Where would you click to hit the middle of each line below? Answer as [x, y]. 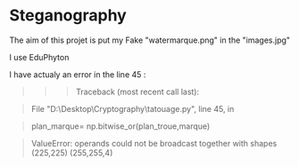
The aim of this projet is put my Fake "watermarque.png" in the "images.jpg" [150, 40]
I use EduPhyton [39, 57]
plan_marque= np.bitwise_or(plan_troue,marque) [120, 126]
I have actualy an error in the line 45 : [78, 74]
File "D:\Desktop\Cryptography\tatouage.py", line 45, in [133, 108]
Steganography [68, 16]
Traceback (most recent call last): [137, 91]
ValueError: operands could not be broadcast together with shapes [154, 143]
